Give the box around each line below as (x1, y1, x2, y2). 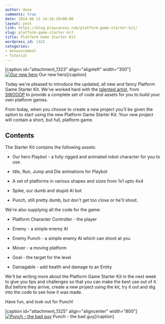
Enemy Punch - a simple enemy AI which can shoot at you (12, 235, 131, 241)
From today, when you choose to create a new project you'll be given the (5, 106, 153, 112)
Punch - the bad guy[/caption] (52, 314, 115, 320)
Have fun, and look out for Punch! (5, 299, 74, 305)
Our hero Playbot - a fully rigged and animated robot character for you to (12, 154, 160, 160)
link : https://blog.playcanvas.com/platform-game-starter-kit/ (5, 26, 138, 31)
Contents (5, 131, 34, 139)
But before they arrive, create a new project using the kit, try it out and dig (5, 284, 156, 290)
